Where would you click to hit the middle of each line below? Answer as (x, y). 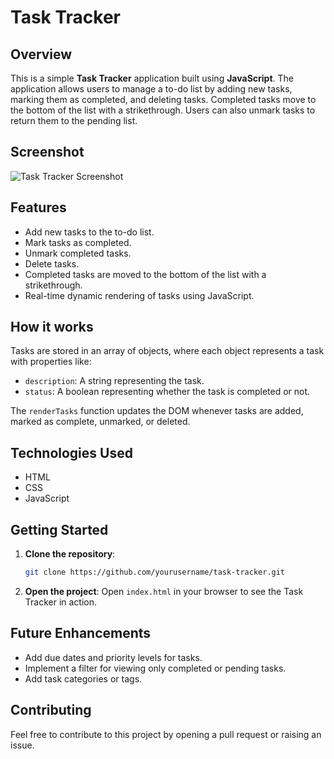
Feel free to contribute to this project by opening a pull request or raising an (166, 734)
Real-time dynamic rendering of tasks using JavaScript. (139, 295)
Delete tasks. (52, 263)
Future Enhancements (81, 633)
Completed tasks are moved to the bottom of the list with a (145, 274)
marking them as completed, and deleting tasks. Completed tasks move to (163, 99)
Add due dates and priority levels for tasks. (113, 657)
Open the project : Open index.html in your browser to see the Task (164, 591)
